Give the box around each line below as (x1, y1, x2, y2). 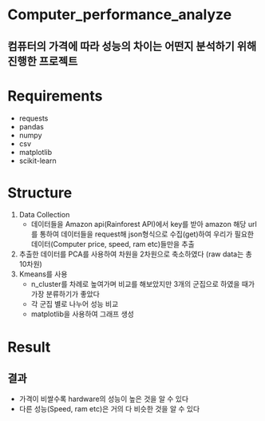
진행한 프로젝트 (7, 54, 78, 68)
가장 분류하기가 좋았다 (30, 289, 101, 299)
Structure (7, 184, 73, 201)
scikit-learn (18, 156, 57, 165)
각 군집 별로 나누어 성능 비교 (30, 300, 119, 309)
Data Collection (18, 210, 70, 220)
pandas (18, 121, 45, 131)
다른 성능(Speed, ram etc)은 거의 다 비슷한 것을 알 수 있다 (18, 404, 200, 414)
